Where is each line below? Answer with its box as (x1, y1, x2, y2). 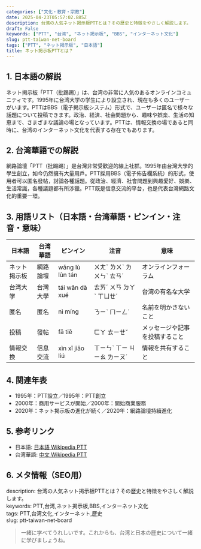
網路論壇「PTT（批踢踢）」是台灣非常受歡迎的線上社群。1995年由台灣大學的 (6, 163, 193, 170)
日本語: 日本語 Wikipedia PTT (14, 443, 87, 451)
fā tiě (58, 328, 73, 336)
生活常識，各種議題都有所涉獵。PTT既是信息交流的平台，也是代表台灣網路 (6, 185, 190, 192)
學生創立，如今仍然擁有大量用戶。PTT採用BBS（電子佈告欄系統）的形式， (6, 170, 190, 177)
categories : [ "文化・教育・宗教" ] (6, 8, 85, 15)
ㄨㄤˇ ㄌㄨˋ (93, 263, 124, 271)
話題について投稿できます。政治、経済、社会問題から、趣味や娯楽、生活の (6, 111, 190, 118)
